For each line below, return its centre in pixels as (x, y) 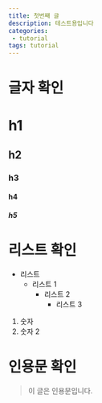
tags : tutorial (34, 46)
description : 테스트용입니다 (51, 23)
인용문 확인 (43, 367)
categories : (28, 31)
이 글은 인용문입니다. (60, 390)
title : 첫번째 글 (34, 16)
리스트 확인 (43, 251)
